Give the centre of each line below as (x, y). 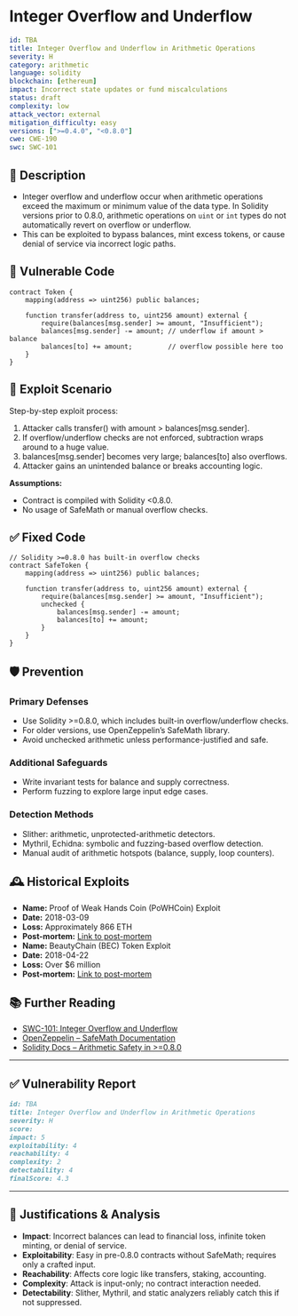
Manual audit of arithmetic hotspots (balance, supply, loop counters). (148, 853)
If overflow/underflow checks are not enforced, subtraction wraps (143, 437)
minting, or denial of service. (74, 1245)
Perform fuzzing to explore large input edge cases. (115, 792)
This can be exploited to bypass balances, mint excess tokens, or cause (153, 234)
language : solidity (45, 73)
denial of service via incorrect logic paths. (99, 243)
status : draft (35, 98)
